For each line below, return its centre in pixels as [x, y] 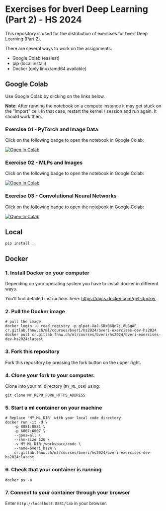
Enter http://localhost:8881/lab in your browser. [56, 503]
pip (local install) [29, 63]
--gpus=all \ [28, 435]
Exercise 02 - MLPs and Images [44, 163]
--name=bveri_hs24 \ [35, 448]
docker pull [17, 335]
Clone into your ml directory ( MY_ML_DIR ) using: [53, 386]
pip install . [20, 244]
